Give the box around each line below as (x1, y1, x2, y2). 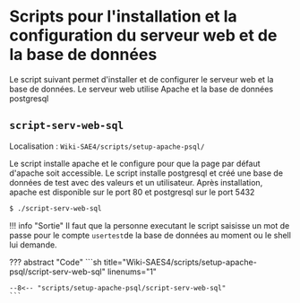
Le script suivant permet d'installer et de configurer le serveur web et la (9, 74, 274, 84)
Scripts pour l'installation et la (9, 6, 237, 27)
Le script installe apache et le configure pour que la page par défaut (9, 158, 261, 169)
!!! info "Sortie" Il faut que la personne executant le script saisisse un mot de (9, 220, 290, 230)
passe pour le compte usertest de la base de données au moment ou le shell (9, 229, 291, 240)
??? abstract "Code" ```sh (9, 256, 102, 267)
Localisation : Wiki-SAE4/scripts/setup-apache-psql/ (9, 141, 205, 151)
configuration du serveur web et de (9, 25, 278, 46)
